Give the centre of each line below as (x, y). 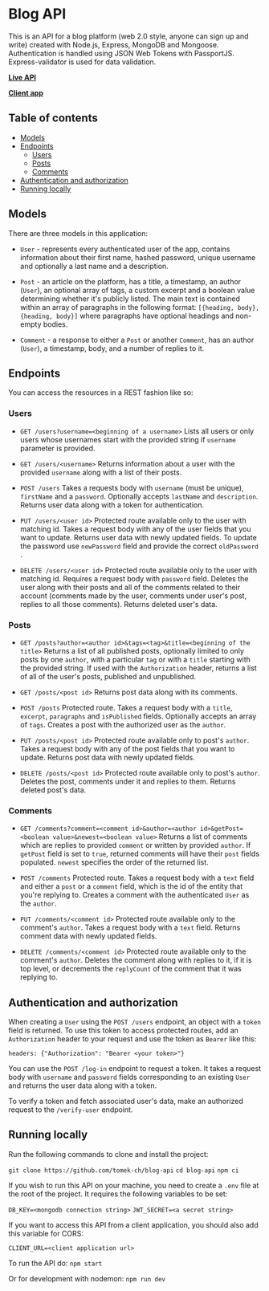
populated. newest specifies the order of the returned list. (114, 862)
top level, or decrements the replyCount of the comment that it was (131, 969)
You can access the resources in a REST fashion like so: (101, 393)
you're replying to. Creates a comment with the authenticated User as (134, 895)
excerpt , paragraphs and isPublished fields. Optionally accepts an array (138, 716)
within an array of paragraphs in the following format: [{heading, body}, (139, 307)
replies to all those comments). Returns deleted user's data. (119, 604)
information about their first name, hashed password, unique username (138, 257)
